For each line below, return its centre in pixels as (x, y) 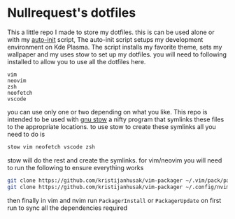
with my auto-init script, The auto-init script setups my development (105, 39)
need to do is (26, 134)
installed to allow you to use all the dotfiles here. (77, 61)
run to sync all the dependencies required (67, 208)
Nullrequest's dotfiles (72, 13)
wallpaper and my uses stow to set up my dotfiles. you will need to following (117, 54)
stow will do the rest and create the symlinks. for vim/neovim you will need (115, 160)
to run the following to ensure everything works (76, 167)
